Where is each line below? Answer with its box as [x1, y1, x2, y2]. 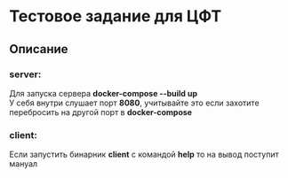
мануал [9, 159, 38, 169]
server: [9, 68, 42, 81]
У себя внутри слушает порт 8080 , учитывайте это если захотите [9, 97, 260, 108]
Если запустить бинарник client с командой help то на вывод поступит [9, 149, 279, 160]
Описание [9, 42, 68, 57]
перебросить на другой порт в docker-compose [9, 106, 193, 117]
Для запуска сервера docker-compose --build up [9, 88, 198, 98]
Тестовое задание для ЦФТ [9, 6, 222, 27]
